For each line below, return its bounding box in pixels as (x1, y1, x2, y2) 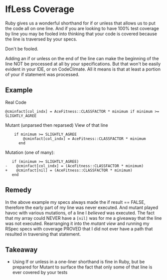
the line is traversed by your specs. (5, 36, 77, 42)
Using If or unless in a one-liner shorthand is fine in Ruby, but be (12, 259, 145, 265)
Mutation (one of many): (5, 149, 55, 155)
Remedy (5, 186, 31, 194)
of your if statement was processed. (5, 71, 80, 77)
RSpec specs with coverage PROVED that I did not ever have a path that (5, 225, 153, 231)
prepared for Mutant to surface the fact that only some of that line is (12, 264, 153, 270)
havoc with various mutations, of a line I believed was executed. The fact (5, 209, 155, 216)
